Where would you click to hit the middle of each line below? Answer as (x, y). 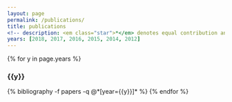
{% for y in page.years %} (44, 59)
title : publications (37, 26)
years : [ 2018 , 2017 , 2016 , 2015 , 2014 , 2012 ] (74, 39)
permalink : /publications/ (46, 20)
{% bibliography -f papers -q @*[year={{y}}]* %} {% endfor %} (98, 92)
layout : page (26, 13)
